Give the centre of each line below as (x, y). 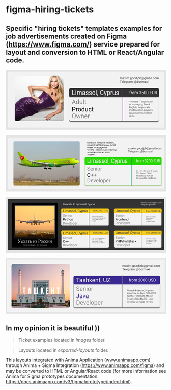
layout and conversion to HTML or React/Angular (85, 52)
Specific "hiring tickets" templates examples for (84, 28)
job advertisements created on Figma (66, 36)
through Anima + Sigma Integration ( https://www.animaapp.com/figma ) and (85, 365)
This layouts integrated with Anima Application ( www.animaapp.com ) (78, 360)
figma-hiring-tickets (50, 9)
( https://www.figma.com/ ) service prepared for (83, 44)
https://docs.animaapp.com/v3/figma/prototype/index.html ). (69, 382)
